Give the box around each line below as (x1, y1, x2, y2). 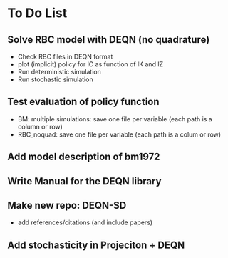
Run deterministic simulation (17, 68, 101, 76)
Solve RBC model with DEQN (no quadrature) (7, 34, 210, 46)
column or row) (17, 122, 63, 131)
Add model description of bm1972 (7, 151, 160, 163)
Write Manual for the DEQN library (7, 175, 162, 187)
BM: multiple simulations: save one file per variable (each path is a (17, 114, 212, 123)
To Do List (7, 5, 68, 21)
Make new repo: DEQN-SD (7, 199, 127, 212)
